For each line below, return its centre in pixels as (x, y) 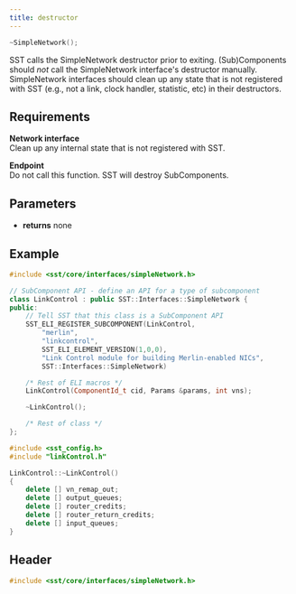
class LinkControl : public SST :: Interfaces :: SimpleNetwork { (129, 299)
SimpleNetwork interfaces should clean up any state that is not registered (146, 79)
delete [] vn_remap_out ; (72, 490)
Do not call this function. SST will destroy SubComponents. (119, 175)
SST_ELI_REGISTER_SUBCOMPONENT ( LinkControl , (111, 325)
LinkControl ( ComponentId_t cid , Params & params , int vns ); (139, 391)
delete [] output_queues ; (74, 498)
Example (34, 254)
